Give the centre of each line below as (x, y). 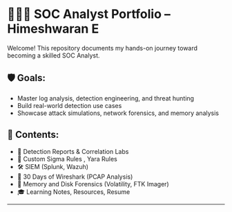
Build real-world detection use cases (69, 105)
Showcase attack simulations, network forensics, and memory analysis (118, 113)
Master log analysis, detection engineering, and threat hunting (106, 98)
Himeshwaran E (53, 29)
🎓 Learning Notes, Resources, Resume (74, 192)
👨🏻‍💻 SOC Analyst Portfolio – (89, 14)
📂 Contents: (33, 135)
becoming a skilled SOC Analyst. (54, 55)
